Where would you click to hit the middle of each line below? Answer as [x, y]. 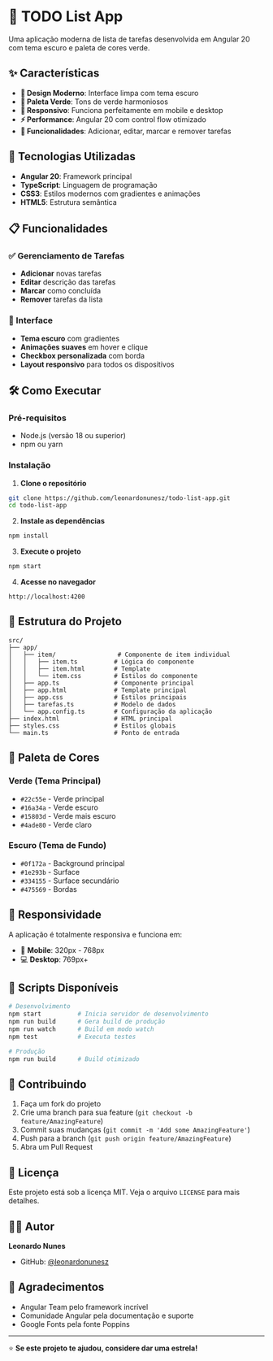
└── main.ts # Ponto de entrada [94, 733]
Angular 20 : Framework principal [76, 176]
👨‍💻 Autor [32, 1226]
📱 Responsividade [55, 915]
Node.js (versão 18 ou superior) [73, 436]
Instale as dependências [63, 521]
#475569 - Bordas [48, 889]
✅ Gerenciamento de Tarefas [67, 255]
